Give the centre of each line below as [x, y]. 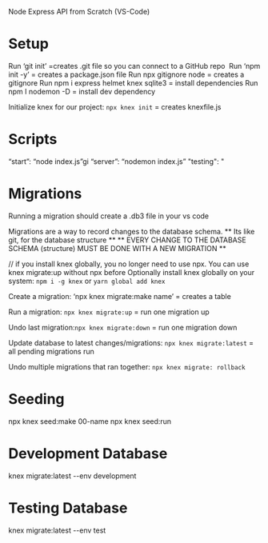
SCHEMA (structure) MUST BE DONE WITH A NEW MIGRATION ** [117, 248]
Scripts [33, 140]
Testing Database [68, 508]
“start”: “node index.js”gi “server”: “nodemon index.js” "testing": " [116, 161]
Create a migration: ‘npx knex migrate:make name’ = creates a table [120, 296]
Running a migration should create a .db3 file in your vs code [109, 216]
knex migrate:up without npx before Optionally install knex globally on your [132, 272]
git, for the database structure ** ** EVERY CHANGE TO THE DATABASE [127, 240]
